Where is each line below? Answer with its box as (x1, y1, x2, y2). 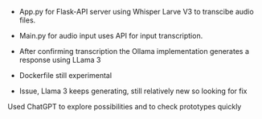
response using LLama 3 (18, 55, 101, 64)
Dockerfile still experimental (18, 71, 113, 80)
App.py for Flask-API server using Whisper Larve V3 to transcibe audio (18, 7, 254, 16)
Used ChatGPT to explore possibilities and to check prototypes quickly (7, 102, 242, 111)
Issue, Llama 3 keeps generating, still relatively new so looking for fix (18, 86, 248, 96)
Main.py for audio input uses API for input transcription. (18, 31, 203, 40)
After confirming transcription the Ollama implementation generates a (18, 47, 250, 55)
